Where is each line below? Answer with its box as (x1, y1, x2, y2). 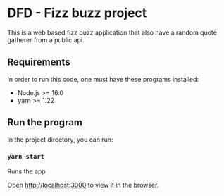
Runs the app (7, 167, 46, 176)
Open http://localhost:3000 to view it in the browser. (7, 180, 159, 189)
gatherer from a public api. (7, 35, 85, 44)
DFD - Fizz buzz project (7, 5, 147, 21)
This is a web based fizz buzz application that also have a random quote (7, 28, 217, 37)
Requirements (7, 56, 70, 68)
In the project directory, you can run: (7, 135, 113, 144)
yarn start (7, 153, 44, 161)
